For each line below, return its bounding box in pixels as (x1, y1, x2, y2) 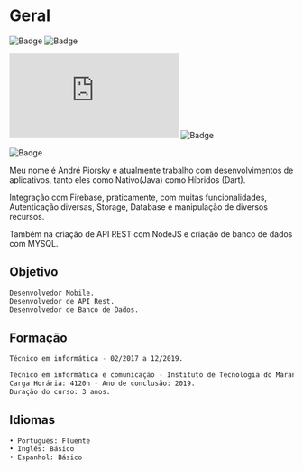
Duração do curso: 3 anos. (9, 387, 111, 396)
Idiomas (9, 412, 56, 428)
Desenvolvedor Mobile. (9, 288, 95, 297)
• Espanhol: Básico (9, 453, 83, 462)
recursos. (9, 211, 45, 221)
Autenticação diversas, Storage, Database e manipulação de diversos (9, 201, 269, 212)
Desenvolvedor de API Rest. (9, 297, 115, 306)
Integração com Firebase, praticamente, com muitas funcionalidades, (9, 192, 268, 203)
